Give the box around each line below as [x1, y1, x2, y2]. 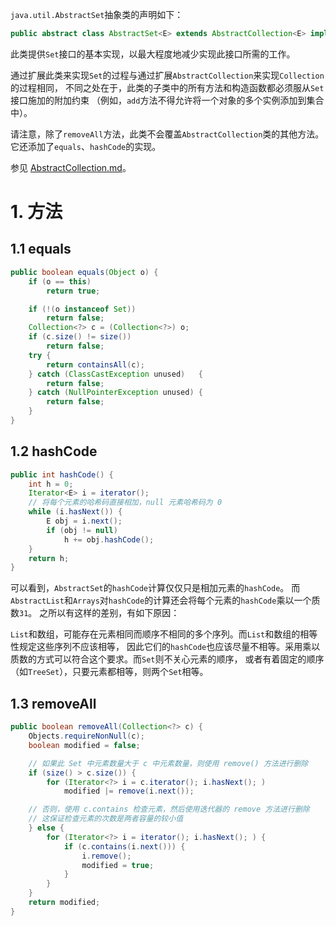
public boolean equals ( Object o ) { [10, 267, 159, 277]
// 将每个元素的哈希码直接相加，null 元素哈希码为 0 [28, 498, 223, 508]
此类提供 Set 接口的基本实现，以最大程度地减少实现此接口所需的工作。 [10, 48, 296, 60]
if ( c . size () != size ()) [28, 332, 132, 342]
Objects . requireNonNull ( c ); [28, 731, 145, 741]
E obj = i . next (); [46, 516, 123, 527]
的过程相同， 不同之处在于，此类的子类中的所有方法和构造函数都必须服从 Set [10, 81, 325, 93]
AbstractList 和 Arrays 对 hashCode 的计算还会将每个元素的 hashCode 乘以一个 [10, 594, 312, 607]
